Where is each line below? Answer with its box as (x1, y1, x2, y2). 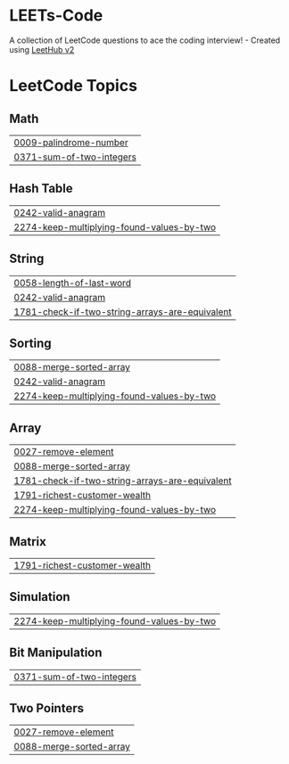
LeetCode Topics (9, 76, 138, 96)
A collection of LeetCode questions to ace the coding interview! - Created (9, 35, 281, 45)
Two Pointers (9, 701, 85, 716)
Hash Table (9, 181, 73, 196)
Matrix (9, 534, 46, 549)
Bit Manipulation (9, 645, 103, 661)
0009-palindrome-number (13, 136, 128, 148)
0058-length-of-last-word (13, 276, 132, 289)
